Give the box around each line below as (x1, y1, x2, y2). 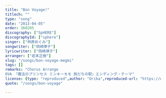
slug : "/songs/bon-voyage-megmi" (5, 58, 74, 63)
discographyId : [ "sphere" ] (5, 35, 61, 40)
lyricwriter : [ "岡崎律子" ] (5, 49, 58, 53)
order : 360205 (5, 26, 35, 31)
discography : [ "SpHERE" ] (5, 30, 56, 35)
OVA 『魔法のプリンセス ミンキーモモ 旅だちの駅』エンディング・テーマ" (5, 72, 134, 77)
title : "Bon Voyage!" (5, 7, 50, 12)
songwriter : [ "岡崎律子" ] (5, 44, 56, 49)
